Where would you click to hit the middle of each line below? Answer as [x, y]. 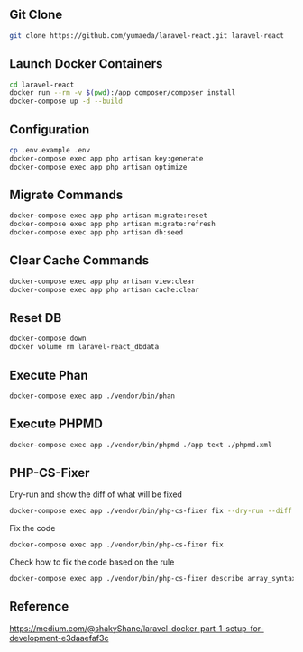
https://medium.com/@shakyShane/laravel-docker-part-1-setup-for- [137, 628]
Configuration [50, 129]
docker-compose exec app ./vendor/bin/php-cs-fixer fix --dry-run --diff [151, 511]
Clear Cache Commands [79, 261]
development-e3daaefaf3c [59, 638]
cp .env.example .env [50, 150]
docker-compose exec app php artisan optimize [98, 167]
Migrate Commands [66, 194]
